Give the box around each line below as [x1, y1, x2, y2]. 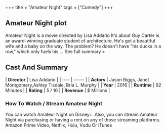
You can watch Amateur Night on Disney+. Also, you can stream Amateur [5, 111, 158, 117]
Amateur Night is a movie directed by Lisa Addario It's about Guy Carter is [5, 32, 159, 38]
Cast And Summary [5, 63, 68, 72]
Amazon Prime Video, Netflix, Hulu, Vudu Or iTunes [5, 122, 112, 128]
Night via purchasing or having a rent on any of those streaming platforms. [5, 116, 160, 123]
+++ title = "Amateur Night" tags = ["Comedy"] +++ [5, 5, 113, 10]
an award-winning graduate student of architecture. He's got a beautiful [5, 37, 155, 43]
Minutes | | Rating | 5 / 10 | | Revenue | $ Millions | [5, 87, 110, 93]
